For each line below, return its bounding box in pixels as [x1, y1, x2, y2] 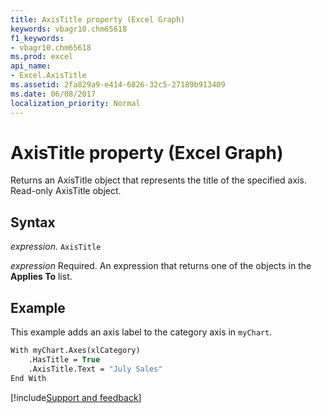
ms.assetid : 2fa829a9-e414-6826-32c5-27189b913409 [10, 80, 226, 90]
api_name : [10, 61, 52, 71]
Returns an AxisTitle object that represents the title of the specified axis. [10, 174, 307, 186]
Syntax [10, 214, 56, 231]
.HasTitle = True [28, 354, 101, 365]
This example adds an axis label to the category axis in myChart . [10, 326, 273, 338]
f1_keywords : [10, 33, 65, 43]
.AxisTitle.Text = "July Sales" [28, 364, 163, 374]
